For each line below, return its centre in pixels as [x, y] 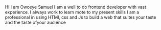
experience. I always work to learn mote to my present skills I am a [72, 12]
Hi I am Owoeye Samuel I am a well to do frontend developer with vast [76, 7]
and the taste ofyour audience [35, 22]
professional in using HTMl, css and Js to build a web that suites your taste [81, 17]
